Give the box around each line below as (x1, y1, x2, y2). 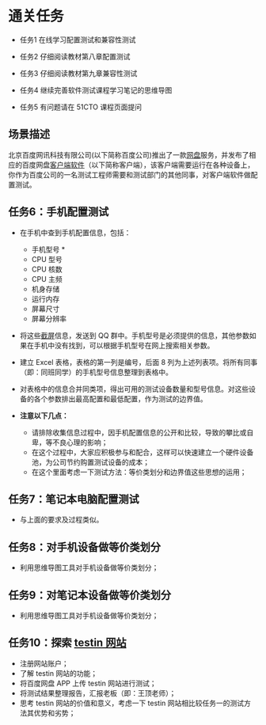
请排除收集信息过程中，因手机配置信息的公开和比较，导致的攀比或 (31, 427, 247, 437)
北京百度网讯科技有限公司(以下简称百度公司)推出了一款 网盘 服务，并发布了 (8, 150, 249, 159)
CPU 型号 (31, 254, 63, 264)
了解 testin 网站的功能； (19, 668, 97, 678)
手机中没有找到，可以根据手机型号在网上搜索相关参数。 (33, 340, 215, 350)
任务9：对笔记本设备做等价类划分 (8, 588, 172, 602)
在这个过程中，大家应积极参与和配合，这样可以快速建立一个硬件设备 (31, 447, 254, 457)
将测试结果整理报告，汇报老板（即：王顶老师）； (19, 688, 177, 697)
